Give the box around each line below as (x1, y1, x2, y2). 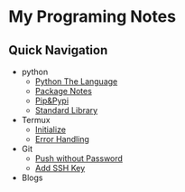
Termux (21, 115, 51, 125)
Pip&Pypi (34, 95, 69, 106)
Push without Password (34, 153, 124, 164)
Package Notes (34, 86, 92, 96)
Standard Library (34, 105, 98, 115)
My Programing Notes (8, 6, 177, 27)
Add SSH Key (34, 163, 86, 173)
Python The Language (34, 76, 118, 87)
